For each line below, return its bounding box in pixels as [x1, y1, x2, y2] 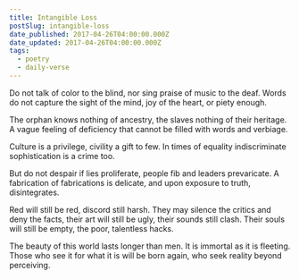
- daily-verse [17, 63, 70, 72]
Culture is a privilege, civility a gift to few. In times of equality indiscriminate [9, 140, 287, 152]
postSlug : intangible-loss [9, 21, 110, 30]
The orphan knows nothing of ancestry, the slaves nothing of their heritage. [9, 114, 287, 125]
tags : [9, 46, 29, 55]
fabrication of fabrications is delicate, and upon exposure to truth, [9, 177, 252, 188]
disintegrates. [9, 187, 60, 198]
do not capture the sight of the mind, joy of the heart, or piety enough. [9, 97, 268, 107]
